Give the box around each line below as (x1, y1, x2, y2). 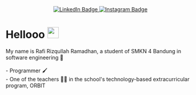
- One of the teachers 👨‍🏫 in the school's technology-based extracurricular (5, 75, 190, 82)
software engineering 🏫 (5, 54, 64, 61)
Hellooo (5, 28, 46, 41)
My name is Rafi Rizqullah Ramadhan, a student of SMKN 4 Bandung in (5, 47, 182, 54)
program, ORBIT (5, 82, 46, 89)
